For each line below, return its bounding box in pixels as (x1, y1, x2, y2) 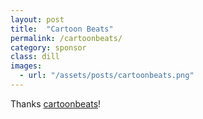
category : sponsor (10, 42, 87, 53)
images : (10, 61, 43, 71)
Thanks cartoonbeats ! (10, 97, 102, 110)
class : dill (10, 52, 60, 62)
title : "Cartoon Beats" (10, 24, 114, 34)
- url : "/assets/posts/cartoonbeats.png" (19, 71, 195, 81)
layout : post (10, 14, 65, 25)
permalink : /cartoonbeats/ (10, 33, 123, 43)
